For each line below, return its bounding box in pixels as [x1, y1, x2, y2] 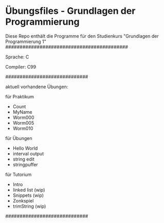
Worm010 [12, 125, 33, 131]
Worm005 [12, 119, 34, 126]
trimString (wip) [12, 203, 46, 209]
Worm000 [12, 114, 34, 120]
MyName [12, 109, 32, 115]
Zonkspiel [12, 197, 34, 204]
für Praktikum [5, 93, 34, 99]
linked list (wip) [12, 187, 45, 193]
